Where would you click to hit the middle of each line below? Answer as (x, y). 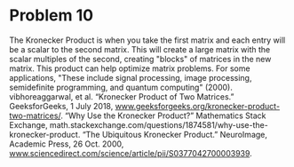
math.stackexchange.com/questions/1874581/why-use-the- (159, 124)
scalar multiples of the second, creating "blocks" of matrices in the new (140, 59)
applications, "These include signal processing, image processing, (131, 77)
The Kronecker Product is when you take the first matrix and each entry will (147, 40)
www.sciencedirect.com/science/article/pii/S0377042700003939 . (131, 153)
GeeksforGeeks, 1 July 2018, (61, 106)
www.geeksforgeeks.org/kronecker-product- (198, 106)
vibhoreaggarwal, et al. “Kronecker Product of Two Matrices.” (122, 96)
